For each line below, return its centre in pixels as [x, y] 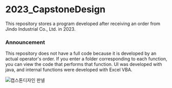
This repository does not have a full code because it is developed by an [81, 53]
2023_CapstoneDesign [55, 9]
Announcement [25, 42]
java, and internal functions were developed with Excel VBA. [69, 70]
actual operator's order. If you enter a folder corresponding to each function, [86, 59]
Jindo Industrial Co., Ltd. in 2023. [41, 29]
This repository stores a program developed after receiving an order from [83, 24]
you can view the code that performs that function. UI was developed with [84, 64]
